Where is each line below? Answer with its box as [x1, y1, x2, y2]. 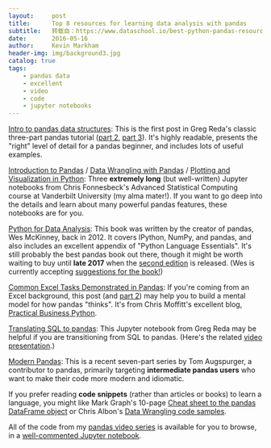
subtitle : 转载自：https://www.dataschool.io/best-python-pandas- [8, 27, 239, 35]
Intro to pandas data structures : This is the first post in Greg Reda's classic [8, 124, 256, 134]
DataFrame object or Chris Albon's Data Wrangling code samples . [8, 407, 227, 417]
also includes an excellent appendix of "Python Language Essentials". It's [8, 241, 252, 251]
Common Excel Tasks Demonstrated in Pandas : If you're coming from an [8, 283, 250, 292]
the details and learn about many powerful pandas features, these [8, 199, 227, 210]
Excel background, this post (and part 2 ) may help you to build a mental [8, 291, 246, 301]
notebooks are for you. [8, 208, 85, 218]
